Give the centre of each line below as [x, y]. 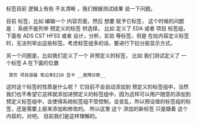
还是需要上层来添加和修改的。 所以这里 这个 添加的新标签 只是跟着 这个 [102, 109]
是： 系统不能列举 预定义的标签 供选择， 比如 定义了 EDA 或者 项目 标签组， [97, 28]
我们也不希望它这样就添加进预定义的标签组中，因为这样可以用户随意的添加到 [98, 94]
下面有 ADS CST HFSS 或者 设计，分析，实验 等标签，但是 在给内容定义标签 [98, 36]
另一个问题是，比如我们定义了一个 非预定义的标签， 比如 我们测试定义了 [93, 55]
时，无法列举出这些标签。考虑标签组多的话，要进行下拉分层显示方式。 [91, 43]
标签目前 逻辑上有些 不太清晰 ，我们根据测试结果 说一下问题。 [81, 9]
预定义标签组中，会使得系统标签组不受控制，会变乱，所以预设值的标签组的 [96, 101]
